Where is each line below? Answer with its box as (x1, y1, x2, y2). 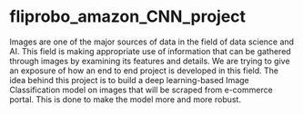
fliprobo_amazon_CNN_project (9, 6, 247, 27)
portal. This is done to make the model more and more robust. (9, 93, 241, 105)
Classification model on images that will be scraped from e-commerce (9, 84, 273, 95)
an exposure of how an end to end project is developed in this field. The (9, 65, 279, 76)
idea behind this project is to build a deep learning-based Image (9, 74, 249, 85)
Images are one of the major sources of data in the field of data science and (9, 36, 294, 47)
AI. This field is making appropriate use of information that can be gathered (9, 45, 291, 56)
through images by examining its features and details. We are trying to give (9, 55, 290, 66)
